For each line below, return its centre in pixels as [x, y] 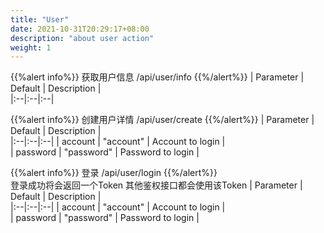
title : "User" [40, 19]
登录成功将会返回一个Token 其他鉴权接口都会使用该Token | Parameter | [156, 185]
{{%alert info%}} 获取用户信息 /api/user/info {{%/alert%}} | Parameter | [157, 77]
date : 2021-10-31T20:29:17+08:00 [80, 29]
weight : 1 [31, 47]
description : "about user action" [82, 38]
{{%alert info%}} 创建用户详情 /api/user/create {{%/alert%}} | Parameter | [162, 120]
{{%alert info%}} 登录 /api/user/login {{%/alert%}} [114, 173]
